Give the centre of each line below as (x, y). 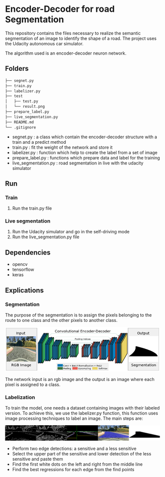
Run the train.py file (32, 208)
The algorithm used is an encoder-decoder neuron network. (66, 53)
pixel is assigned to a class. (33, 384)
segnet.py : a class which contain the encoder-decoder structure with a (84, 137)
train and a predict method (39, 142)
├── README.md (20, 122)
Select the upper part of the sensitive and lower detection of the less (82, 454)
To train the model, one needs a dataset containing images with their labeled (82, 408)
